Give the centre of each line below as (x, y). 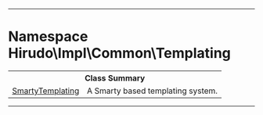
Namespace (48, 37)
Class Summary (115, 77)
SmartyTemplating (46, 91)
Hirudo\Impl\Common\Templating (119, 54)
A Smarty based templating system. (152, 91)
